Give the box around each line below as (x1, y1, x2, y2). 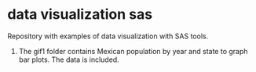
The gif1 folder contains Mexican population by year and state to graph (18, 46, 248, 56)
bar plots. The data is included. (18, 55, 119, 64)
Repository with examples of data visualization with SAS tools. (7, 31, 209, 41)
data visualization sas (7, 5, 153, 23)
